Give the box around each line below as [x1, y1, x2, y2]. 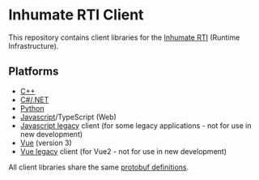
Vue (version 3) [19, 138, 73, 148]
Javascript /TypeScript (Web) [19, 112, 117, 122]
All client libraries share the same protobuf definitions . [8, 162, 189, 172]
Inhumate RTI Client [8, 6, 144, 24]
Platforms [8, 65, 59, 79]
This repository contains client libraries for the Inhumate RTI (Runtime [8, 32, 240, 42]
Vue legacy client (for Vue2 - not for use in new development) [19, 146, 227, 156]
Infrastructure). [8, 41, 59, 50]
